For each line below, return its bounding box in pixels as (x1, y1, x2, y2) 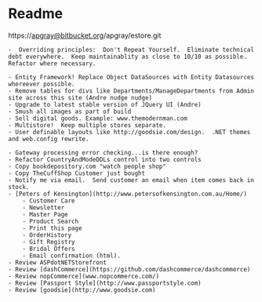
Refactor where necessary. (8, 60, 96, 67)
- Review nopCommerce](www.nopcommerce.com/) (8, 272, 159, 280)
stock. (8, 183, 30, 191)
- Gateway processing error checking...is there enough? (8, 148, 198, 157)
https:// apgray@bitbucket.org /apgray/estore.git (8, 31, 162, 40)
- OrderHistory (22, 231, 72, 239)
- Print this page (22, 224, 82, 232)
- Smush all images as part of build (8, 107, 132, 115)
